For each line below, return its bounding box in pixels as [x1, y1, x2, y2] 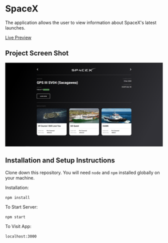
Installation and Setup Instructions [5, 156, 115, 165]
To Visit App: [5, 223, 31, 229]
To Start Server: [5, 203, 38, 210]
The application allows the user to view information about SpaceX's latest [5, 19, 156, 25]
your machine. [5, 174, 35, 180]
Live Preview [5, 34, 31, 40]
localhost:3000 [5, 233, 37, 239]
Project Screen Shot [5, 49, 69, 57]
